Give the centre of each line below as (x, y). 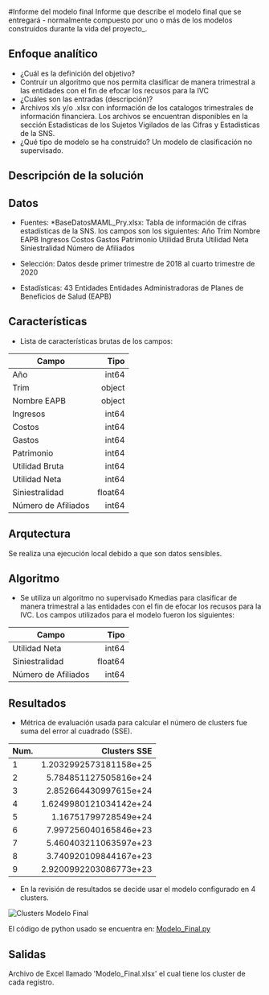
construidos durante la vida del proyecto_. (78, 29)
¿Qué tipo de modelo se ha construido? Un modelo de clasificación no (136, 142)
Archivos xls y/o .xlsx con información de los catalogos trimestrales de (137, 107)
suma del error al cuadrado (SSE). (76, 731)
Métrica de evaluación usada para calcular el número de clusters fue (133, 723)
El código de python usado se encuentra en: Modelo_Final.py (110, 929)
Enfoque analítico (53, 54)
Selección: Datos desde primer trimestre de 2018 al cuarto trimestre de (137, 264)
